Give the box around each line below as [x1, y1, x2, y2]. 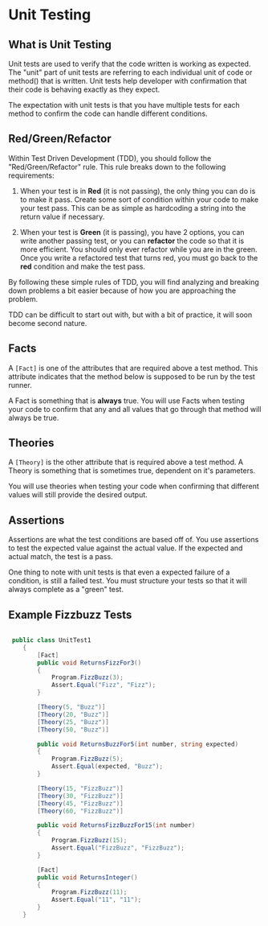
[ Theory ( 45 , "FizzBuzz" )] [37, 799, 124, 808]
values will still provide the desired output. [8, 490, 148, 500]
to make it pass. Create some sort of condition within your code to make [19, 195, 259, 204]
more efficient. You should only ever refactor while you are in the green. [19, 244, 258, 254]
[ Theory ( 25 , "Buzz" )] [37, 718, 110, 726]
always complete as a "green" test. [8, 585, 124, 595]
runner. [8, 380, 32, 389]
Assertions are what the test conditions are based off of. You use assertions [8, 535, 259, 545]
